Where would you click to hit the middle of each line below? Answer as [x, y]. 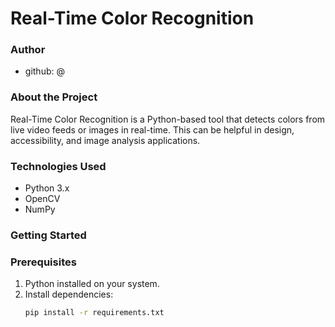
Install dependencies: [69, 294]
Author [28, 50]
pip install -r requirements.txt [94, 313]
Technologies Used [58, 166]
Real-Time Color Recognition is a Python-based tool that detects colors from [168, 119]
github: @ [44, 71]
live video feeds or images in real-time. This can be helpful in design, [152, 129]
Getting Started [48, 235]
